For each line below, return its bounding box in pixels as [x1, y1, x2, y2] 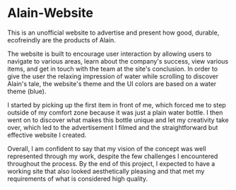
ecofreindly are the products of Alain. [7, 35, 117, 44]
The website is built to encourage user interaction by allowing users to [7, 49, 212, 58]
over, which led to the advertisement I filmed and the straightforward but [7, 123, 218, 131]
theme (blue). [7, 87, 47, 95]
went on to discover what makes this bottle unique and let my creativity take [7, 115, 229, 124]
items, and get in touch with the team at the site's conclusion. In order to [7, 64, 218, 73]
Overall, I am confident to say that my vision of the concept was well [7, 144, 206, 153]
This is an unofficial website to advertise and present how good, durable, [7, 28, 220, 37]
